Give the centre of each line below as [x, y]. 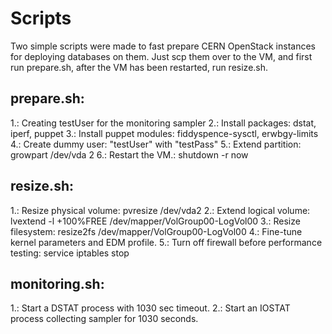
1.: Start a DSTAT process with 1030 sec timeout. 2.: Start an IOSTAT [150, 308]
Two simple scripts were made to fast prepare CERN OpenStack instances [163, 46]
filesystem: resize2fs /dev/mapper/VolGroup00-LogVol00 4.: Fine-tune [156, 231]
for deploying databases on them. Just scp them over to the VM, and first [161, 56]
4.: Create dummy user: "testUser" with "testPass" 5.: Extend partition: [156, 144]
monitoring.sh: [57, 283]
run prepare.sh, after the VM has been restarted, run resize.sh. [139, 67]
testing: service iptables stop [70, 253]
